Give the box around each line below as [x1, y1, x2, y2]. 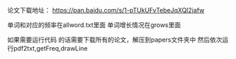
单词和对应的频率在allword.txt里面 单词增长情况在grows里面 [7, 21, 181, 29]
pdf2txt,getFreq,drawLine [13, 44, 88, 52]
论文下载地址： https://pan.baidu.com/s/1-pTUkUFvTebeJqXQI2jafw [7, 6, 205, 14]
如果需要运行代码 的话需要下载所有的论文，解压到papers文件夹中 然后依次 [7, 35, 223, 44]
